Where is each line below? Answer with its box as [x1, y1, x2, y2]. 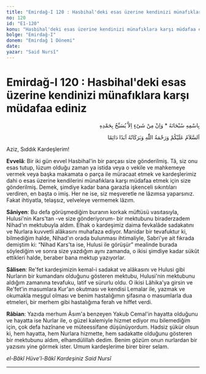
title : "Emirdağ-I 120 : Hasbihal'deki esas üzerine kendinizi [6, 9, 172, 15]
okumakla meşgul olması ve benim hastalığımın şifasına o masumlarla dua [6, 292, 193, 299]
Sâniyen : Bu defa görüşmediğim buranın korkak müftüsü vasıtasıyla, [6, 208, 179, 215]
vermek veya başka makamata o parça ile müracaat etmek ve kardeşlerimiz [6, 170, 197, 178]
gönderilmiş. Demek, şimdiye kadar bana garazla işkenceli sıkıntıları [6, 183, 177, 191]
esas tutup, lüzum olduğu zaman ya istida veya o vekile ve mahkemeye [6, 164, 186, 171]
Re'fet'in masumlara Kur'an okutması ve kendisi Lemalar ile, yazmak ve [6, 285, 185, 292]
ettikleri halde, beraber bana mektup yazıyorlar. [6, 254, 126, 261]
